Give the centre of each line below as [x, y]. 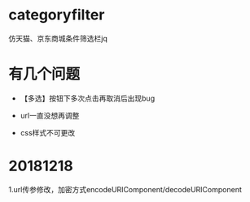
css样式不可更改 [48, 132]
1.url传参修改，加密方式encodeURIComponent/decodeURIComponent [125, 189]
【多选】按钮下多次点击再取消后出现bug [88, 98]
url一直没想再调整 [50, 115]
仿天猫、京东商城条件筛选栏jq [58, 38]
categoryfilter [57, 15]
